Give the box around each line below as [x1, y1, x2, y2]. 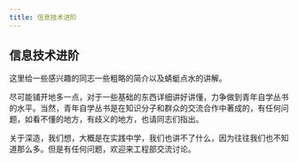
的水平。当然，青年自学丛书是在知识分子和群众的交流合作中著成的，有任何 [9, 103, 281, 113]
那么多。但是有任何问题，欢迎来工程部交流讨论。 [16, 143, 196, 155]
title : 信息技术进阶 [9, 12, 77, 22]
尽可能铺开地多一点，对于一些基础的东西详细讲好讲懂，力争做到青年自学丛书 [9, 92, 289, 103]
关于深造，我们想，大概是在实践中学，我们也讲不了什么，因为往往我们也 [9, 133, 273, 143]
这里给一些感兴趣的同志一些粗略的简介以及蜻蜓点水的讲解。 [9, 73, 227, 84]
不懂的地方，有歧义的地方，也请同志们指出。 [39, 114, 204, 125]
